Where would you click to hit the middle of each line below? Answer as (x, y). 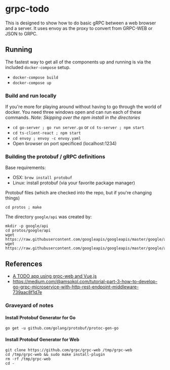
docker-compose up (32, 83)
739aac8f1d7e (27, 292)
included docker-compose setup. (38, 67)
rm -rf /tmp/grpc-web (28, 359)
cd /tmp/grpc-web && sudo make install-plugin (55, 355)
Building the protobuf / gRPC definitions (55, 156)
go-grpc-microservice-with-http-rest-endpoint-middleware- (76, 287)
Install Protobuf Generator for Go (40, 317)
